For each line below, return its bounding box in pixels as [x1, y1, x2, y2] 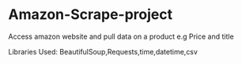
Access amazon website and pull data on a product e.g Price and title [8, 32, 235, 41]
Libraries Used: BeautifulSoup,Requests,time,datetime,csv [8, 47, 198, 56]
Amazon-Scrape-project [8, 6, 172, 24]
